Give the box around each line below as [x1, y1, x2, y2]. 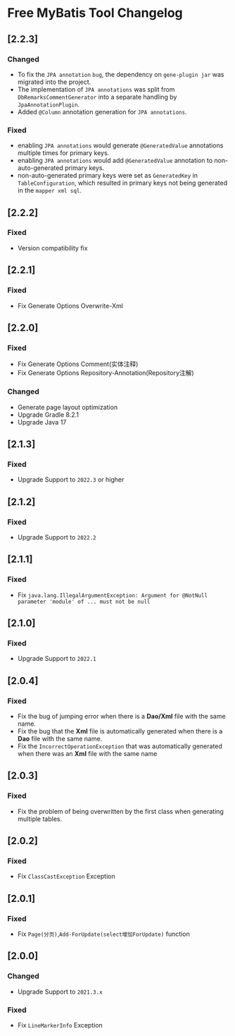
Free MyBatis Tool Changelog [7, 5, 183, 21]
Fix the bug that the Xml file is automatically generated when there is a [17, 726, 223, 735]
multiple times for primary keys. [17, 149, 110, 157]
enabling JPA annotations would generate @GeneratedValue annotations [17, 141, 224, 150]
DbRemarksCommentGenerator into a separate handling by [17, 92, 177, 101]
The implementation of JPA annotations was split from [17, 85, 175, 93]
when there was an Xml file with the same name [17, 749, 158, 757]
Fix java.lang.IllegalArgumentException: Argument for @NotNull [17, 590, 208, 599]
